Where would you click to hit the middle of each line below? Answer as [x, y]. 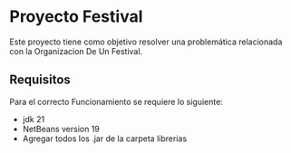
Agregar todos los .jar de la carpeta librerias [105, 139]
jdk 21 [34, 119]
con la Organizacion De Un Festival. [76, 51]
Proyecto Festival [76, 17]
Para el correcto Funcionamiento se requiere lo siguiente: [116, 101]
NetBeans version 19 [61, 129]
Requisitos [40, 80]
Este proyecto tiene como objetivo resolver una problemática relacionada [146, 42]
